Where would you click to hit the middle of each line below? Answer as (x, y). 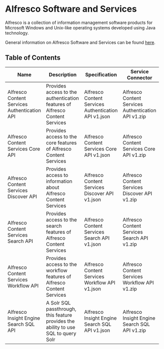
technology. (17, 33)
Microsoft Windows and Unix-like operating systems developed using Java (80, 27)
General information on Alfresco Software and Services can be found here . (80, 42)
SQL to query (61, 333)
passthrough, (61, 309)
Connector (140, 78)
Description (62, 74)
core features (61, 143)
